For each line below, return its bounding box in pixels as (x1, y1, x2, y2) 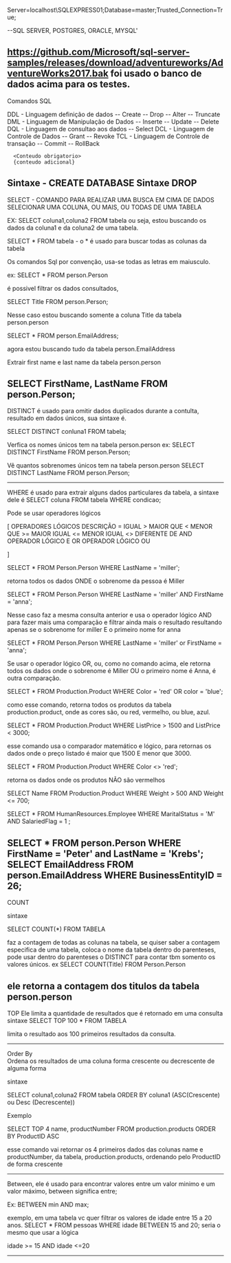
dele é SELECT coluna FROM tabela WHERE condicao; (7, 496, 162, 504)
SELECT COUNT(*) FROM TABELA (7, 925, 106, 934)
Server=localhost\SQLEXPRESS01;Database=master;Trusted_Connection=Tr (7, 6, 223, 14)
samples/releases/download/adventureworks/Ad (7, 57, 223, 69)
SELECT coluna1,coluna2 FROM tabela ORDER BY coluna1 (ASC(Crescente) (7, 1091, 220, 1099)
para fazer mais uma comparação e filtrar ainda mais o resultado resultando (7, 618, 222, 626)
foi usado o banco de (110, 68, 202, 80)
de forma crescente (7, 1160, 63, 1168)
